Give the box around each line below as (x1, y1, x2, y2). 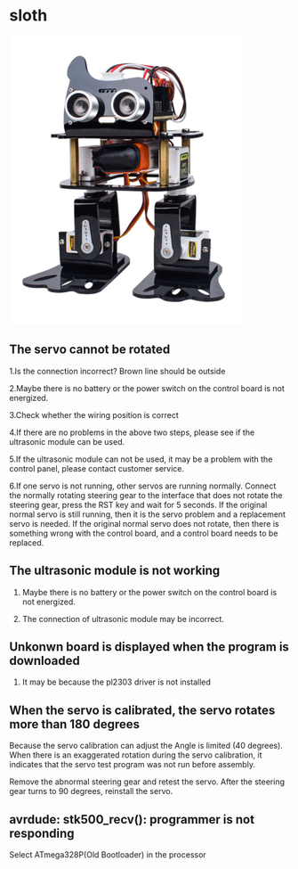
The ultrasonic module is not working (9, 563, 221, 578)
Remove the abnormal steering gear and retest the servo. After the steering (9, 776, 286, 787)
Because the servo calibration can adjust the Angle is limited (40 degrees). (9, 741, 283, 751)
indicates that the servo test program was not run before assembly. (9, 759, 256, 770)
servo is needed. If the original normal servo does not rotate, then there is (9, 518, 279, 529)
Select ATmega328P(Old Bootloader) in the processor (9, 849, 206, 860)
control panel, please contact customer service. (9, 463, 185, 473)
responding (9, 825, 75, 840)
